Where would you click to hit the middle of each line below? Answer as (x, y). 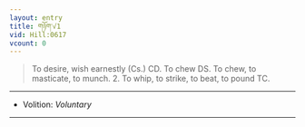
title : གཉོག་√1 (35, 26)
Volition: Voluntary (57, 104)
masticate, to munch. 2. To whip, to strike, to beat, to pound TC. (151, 79)
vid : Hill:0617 (38, 34)
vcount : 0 (28, 43)
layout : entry (36, 18)
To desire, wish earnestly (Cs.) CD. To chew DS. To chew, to (144, 69)
